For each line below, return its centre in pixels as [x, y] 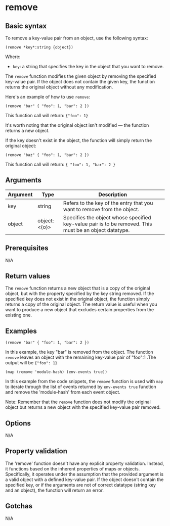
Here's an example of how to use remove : [48, 97]
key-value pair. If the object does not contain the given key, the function [80, 82]
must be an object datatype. [96, 230]
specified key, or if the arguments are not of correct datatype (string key [80, 485]
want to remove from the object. [101, 209]
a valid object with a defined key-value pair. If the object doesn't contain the [84, 480]
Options [18, 423]
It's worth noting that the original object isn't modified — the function [77, 125]
